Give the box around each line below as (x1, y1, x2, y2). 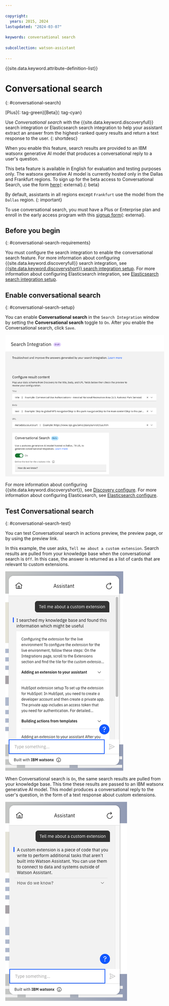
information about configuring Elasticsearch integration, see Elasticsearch (5, 271, 159, 277)
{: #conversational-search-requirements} (5, 240, 91, 246)
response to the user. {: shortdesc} (5, 135, 78, 141)
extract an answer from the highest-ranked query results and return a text (5, 130, 159, 136)
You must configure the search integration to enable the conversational (5, 250, 153, 256)
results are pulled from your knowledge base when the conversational (5, 550, 150, 557)
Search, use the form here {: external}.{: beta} (5, 182, 100, 188)
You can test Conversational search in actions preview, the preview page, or (5, 530, 163, 536)
